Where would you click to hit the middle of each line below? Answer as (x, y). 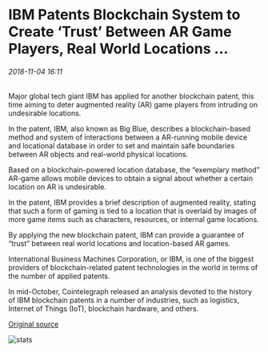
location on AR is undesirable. (57, 187)
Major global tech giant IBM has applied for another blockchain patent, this (131, 96)
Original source (34, 324)
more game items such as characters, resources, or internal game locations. (134, 220)
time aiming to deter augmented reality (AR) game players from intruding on (133, 105)
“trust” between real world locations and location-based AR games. (119, 244)
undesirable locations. (45, 113)
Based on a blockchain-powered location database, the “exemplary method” (134, 170)
